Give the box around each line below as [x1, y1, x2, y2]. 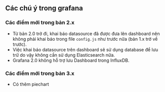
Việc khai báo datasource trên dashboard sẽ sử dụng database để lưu [12, 46, 158, 52]
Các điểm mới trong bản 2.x [5, 19, 75, 26]
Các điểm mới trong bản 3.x [5, 70, 75, 77]
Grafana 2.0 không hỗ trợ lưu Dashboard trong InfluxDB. [12, 57, 130, 63]
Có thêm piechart [12, 81, 49, 87]
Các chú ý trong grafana [5, 4, 84, 13]
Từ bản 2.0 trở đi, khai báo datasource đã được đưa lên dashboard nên [12, 30, 160, 37]
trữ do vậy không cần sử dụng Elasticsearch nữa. [12, 52, 115, 58]
